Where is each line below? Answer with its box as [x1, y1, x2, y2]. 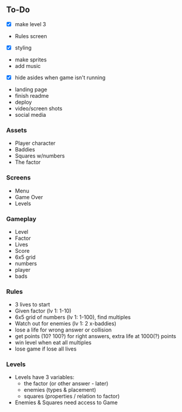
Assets [6, 126, 27, 134]
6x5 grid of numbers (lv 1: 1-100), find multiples [14, 314, 131, 321]
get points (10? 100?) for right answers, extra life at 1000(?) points [14, 333, 177, 340]
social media [14, 111, 47, 118]
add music [14, 62, 41, 69]
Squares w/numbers [14, 152, 65, 160]
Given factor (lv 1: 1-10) [14, 307, 72, 315]
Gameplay [6, 215, 37, 223]
